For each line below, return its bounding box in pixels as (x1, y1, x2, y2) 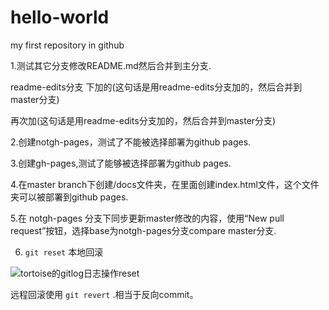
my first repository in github (10, 39, 125, 51)
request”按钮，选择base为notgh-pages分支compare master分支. (10, 224, 277, 236)
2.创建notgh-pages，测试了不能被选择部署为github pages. (10, 136, 252, 148)
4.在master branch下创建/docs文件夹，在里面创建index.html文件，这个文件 (10, 178, 320, 190)
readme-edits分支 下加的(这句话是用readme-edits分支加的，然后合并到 (10, 81, 303, 93)
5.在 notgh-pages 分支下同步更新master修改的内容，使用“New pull (10, 212, 285, 224)
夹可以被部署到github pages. (10, 191, 129, 203)
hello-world (10, 6, 110, 29)
